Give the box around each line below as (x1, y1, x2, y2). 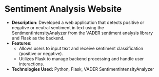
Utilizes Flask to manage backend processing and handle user (19, 56, 144, 61)
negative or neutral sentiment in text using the (11, 24, 104, 30)
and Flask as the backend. (11, 35, 65, 41)
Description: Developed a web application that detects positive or (11, 19, 144, 25)
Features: (11, 40, 32, 46)
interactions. (19, 61, 44, 67)
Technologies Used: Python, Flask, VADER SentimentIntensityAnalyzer (11, 66, 155, 72)
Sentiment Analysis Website (4, 3, 122, 15)
